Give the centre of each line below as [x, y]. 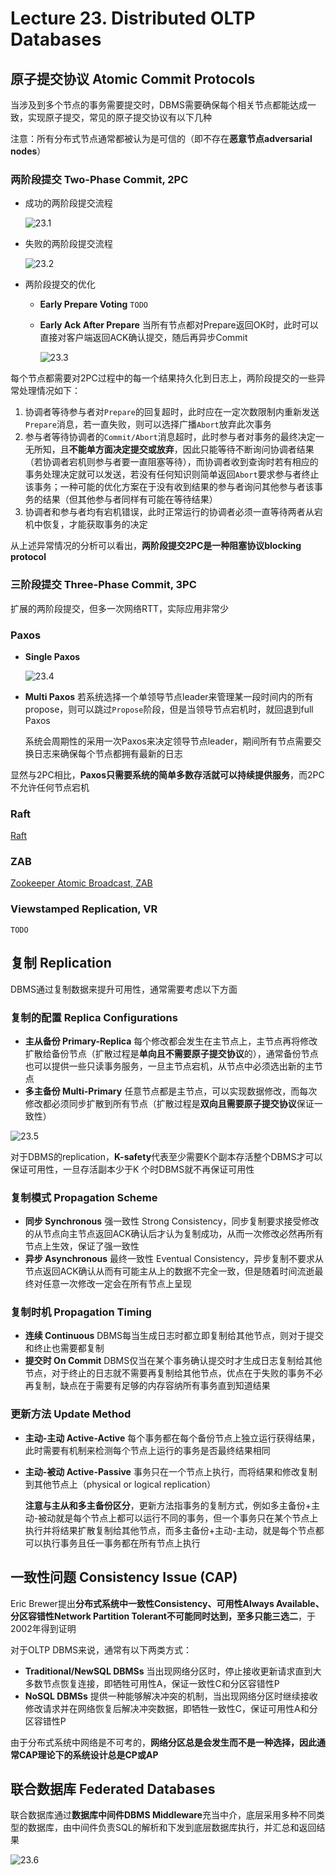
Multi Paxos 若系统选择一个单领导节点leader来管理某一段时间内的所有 [169, 696]
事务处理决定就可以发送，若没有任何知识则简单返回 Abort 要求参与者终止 [172, 474]
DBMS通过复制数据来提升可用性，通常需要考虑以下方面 [124, 989]
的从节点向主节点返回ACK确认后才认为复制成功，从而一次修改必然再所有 [174, 1234]
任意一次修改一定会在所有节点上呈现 [117, 1284]
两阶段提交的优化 [60, 284]
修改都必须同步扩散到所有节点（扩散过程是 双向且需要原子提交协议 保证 [169, 1103]
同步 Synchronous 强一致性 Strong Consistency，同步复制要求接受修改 [172, 1221]
